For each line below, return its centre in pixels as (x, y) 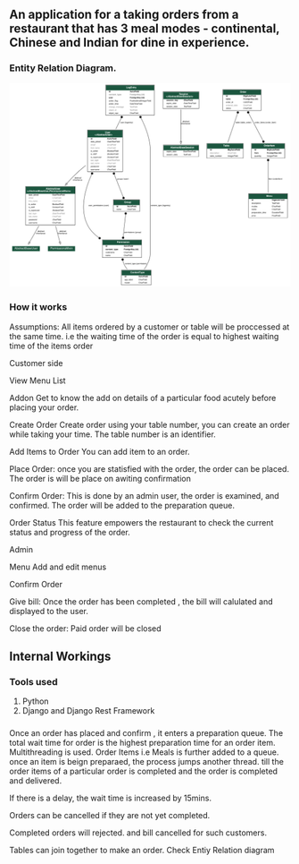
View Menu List (37, 381)
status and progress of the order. (70, 532)
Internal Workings (60, 657)
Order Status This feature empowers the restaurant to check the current (141, 522)
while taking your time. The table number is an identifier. (112, 434)
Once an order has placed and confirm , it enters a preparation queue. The (146, 733)
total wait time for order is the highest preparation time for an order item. (142, 743)
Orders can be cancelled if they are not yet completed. (110, 816)
